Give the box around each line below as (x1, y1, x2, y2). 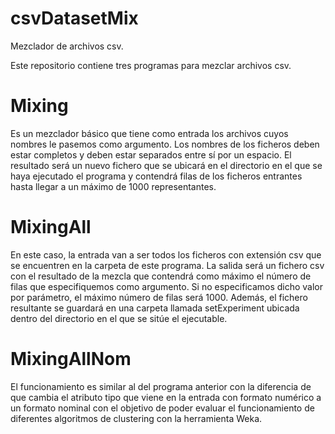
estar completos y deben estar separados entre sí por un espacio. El (10, 148, 292, 161)
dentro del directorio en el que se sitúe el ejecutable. (10, 312, 228, 324)
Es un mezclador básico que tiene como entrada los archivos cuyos (10, 127, 289, 139)
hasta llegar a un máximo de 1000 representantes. (10, 180, 217, 192)
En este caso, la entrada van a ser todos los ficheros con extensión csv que (10, 248, 322, 261)
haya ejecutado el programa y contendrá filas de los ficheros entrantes (10, 170, 303, 182)
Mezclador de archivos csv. (10, 40, 124, 52)
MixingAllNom (10, 348, 132, 370)
